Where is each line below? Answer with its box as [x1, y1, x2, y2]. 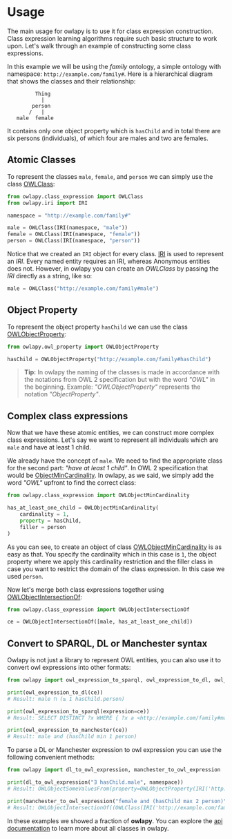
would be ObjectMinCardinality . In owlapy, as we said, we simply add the [7, 471, 214, 480]
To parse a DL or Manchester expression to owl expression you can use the [7, 746, 222, 754]
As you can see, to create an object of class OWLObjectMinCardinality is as [7, 543, 222, 551]
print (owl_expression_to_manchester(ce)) [7, 726, 128, 734]
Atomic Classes [7, 154, 76, 166]
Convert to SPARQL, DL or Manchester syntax [7, 637, 208, 649]
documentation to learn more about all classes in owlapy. [7, 824, 169, 832]
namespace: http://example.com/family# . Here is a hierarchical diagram [7, 70, 213, 78]
